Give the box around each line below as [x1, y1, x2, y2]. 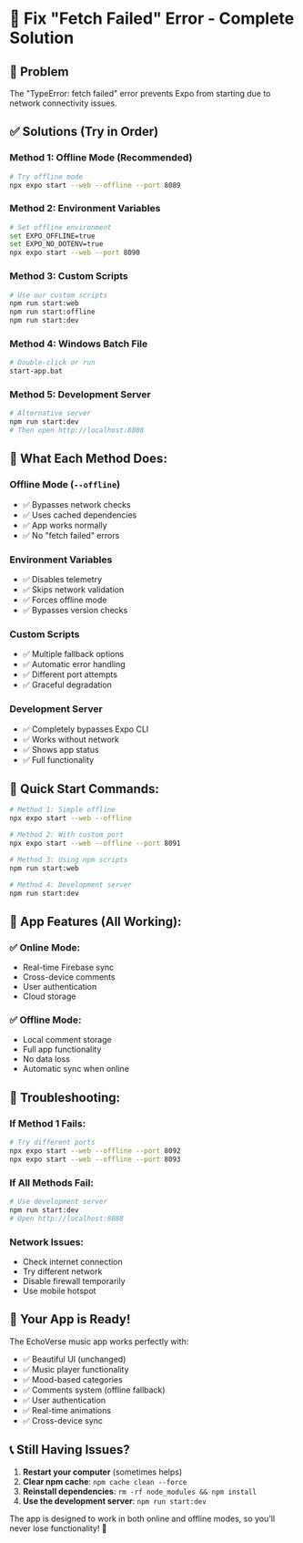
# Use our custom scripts [9, 291, 107, 300]
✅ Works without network [22, 734, 120, 745]
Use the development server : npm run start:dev [22, 1495, 207, 1507]
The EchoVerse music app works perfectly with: [9, 1335, 189, 1347]
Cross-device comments [22, 972, 116, 982]
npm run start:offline [9, 307, 96, 317]
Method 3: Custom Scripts [9, 270, 129, 283]
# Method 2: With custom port [9, 830, 125, 839]
